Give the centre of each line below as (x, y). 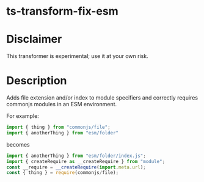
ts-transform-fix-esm (63, 11)
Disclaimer (34, 39)
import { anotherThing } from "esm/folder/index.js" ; (76, 156)
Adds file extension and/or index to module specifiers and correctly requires (102, 98)
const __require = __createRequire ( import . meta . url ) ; (76, 167)
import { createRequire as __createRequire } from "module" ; (86, 161)
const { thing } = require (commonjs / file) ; (63, 173)
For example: (23, 116)
